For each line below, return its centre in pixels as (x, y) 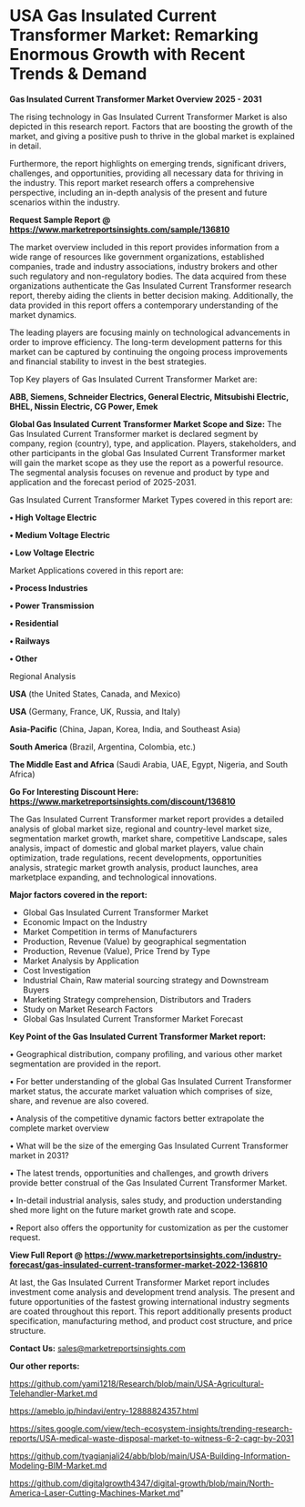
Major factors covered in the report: (78, 894)
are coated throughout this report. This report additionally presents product (151, 1311)
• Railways (30, 641)
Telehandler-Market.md (54, 1393)
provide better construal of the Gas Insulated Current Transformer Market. (148, 1182)
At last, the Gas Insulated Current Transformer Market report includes (140, 1282)
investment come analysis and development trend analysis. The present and (152, 1292)
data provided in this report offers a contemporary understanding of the (144, 305)
